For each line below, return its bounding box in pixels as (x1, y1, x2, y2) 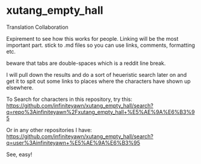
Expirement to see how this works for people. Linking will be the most (6, 35, 179, 42)
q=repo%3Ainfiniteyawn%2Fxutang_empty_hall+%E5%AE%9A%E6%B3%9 (6, 108, 195, 115)
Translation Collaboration (6, 23, 69, 31)
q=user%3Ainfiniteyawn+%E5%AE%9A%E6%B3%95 (6, 139, 140, 146)
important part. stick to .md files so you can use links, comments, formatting (6, 41, 196, 49)
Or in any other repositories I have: (6, 126, 92, 133)
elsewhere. (6, 84, 34, 91)
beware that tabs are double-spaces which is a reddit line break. (6, 59, 166, 67)
